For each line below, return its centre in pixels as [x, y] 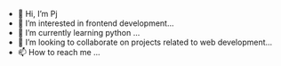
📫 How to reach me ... [59, 52]
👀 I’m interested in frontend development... [96, 23]
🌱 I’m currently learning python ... [79, 33]
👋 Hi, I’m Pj [37, 14]
